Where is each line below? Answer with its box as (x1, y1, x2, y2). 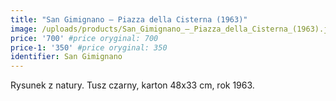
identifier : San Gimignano (10, 52, 123, 62)
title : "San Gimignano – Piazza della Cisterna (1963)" (10, 14, 248, 25)
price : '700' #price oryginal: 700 (10, 33, 159, 43)
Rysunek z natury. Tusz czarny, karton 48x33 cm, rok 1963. (10, 79, 255, 91)
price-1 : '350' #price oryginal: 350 (10, 42, 168, 53)
